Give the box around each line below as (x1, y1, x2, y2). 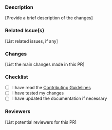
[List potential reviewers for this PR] (5, 119, 77, 125)
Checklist (5, 74, 28, 80)
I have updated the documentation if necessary (12, 95, 107, 101)
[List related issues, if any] (5, 38, 58, 44)
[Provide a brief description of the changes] (5, 15, 93, 21)
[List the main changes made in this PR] (5, 61, 85, 67)
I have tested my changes (12, 90, 64, 96)
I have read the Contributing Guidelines (12, 85, 91, 91)
